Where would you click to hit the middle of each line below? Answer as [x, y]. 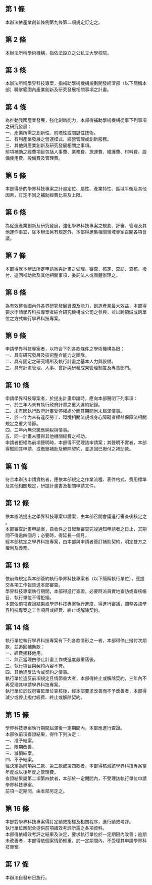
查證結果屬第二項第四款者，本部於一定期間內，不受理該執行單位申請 [76, 778]
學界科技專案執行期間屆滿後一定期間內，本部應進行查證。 [65, 728]
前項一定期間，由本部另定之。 [36, 791]
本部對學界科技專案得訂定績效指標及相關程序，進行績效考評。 [69, 822]
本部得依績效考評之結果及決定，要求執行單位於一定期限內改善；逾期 [76, 834]
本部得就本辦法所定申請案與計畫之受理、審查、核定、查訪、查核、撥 [76, 269]
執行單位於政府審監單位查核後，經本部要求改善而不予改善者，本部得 [76, 691]
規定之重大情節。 [23, 424]
